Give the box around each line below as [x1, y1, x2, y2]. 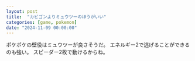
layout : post [6, 8, 38, 15]
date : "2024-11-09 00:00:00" [6, 24, 77, 31]
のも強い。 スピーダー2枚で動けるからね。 [6, 49, 108, 56]
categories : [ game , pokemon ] [6, 19, 77, 25]
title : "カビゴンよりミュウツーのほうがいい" [6, 14, 107, 20]
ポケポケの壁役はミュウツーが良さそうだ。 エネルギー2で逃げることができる [6, 41, 190, 48]
